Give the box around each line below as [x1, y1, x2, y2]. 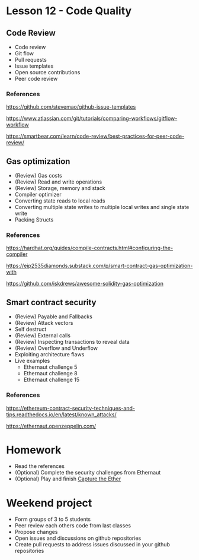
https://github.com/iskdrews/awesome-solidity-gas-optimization [6, 280, 164, 287]
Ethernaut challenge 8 [23, 370, 78, 377]
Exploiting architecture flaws [14, 351, 85, 358]
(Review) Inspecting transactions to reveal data [14, 338, 130, 346]
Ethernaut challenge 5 [23, 363, 78, 371]
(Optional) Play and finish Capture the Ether [14, 475, 121, 482]
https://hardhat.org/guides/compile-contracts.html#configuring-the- [6, 245, 174, 252]
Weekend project [6, 496, 92, 510]
